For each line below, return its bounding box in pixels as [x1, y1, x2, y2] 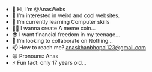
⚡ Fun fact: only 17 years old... [11, 60, 87, 66]
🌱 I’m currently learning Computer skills [11, 18, 110, 25]
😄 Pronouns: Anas [11, 52, 59, 60]
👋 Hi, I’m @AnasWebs [11, 6, 66, 12]
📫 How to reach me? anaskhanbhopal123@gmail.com [11, 44, 146, 51]
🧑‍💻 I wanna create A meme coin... [11, 24, 96, 32]
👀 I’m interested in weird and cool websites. [11, 12, 120, 19]
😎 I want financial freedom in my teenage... [11, 31, 120, 38]
